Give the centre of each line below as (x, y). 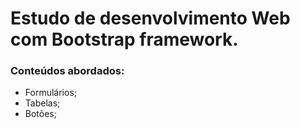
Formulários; (50, 93)
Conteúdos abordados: (67, 71)
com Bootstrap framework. (124, 39)
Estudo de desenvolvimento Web (150, 18)
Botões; (40, 114)
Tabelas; (42, 103)
